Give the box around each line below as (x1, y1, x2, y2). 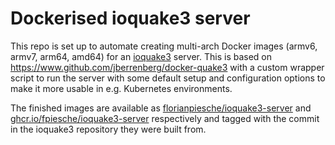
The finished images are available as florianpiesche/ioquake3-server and (10, 102, 312, 114)
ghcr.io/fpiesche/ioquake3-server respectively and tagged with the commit (10, 112, 320, 124)
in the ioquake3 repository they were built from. (10, 123, 207, 135)
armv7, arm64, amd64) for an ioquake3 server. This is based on (10, 50, 273, 62)
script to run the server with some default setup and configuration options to (10, 72, 326, 84)
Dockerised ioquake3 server (10, 7, 251, 30)
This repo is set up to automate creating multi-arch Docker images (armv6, (10, 40, 318, 52)
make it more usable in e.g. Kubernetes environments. (10, 82, 233, 94)
